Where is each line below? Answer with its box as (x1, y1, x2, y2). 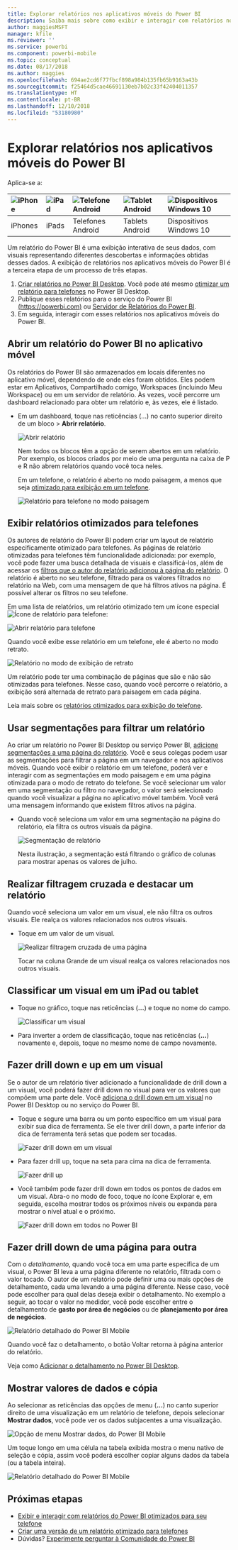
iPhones (11, 221, 38, 231)
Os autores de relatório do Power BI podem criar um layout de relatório (7, 536, 214, 545)
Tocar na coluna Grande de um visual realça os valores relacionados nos (17, 956, 230, 965)
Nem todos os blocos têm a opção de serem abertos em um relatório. (17, 446, 221, 455)
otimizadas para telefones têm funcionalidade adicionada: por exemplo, (7, 551, 216, 560)
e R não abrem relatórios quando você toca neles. (17, 462, 164, 470)
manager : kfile (7, 30, 52, 38)
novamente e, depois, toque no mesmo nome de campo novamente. (17, 1039, 217, 1047)
